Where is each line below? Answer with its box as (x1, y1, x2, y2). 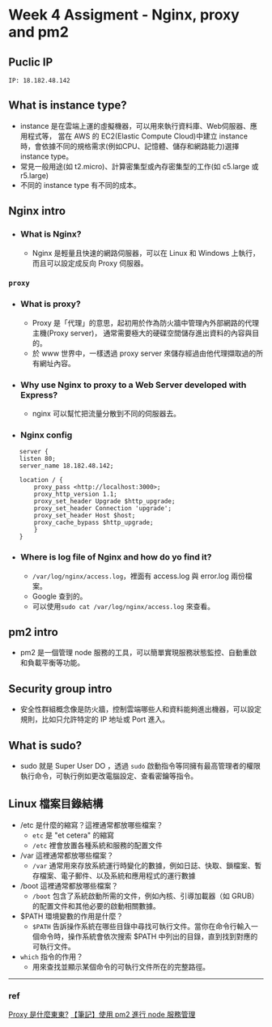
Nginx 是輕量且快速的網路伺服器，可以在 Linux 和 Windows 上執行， (32, 248, 261, 258)
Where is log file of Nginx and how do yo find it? (19, 552, 212, 563)
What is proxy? (19, 298, 81, 309)
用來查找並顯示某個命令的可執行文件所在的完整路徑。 (32, 961, 210, 971)
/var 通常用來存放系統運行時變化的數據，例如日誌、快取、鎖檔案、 (32, 860, 255, 870)
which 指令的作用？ (19, 952, 83, 961)
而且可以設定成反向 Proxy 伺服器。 (32, 258, 148, 268)
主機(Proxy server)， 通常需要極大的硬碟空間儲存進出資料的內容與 (32, 328, 253, 338)
